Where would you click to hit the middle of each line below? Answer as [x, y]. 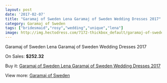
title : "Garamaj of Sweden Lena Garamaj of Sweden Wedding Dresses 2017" [83, 19]
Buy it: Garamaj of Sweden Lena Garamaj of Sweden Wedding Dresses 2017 [83, 66]
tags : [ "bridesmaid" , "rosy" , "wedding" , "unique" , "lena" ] [64, 28]
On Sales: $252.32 [25, 56]
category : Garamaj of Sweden [35, 23]
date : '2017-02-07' [25, 14]
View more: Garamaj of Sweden [38, 75]
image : [12, 33]
